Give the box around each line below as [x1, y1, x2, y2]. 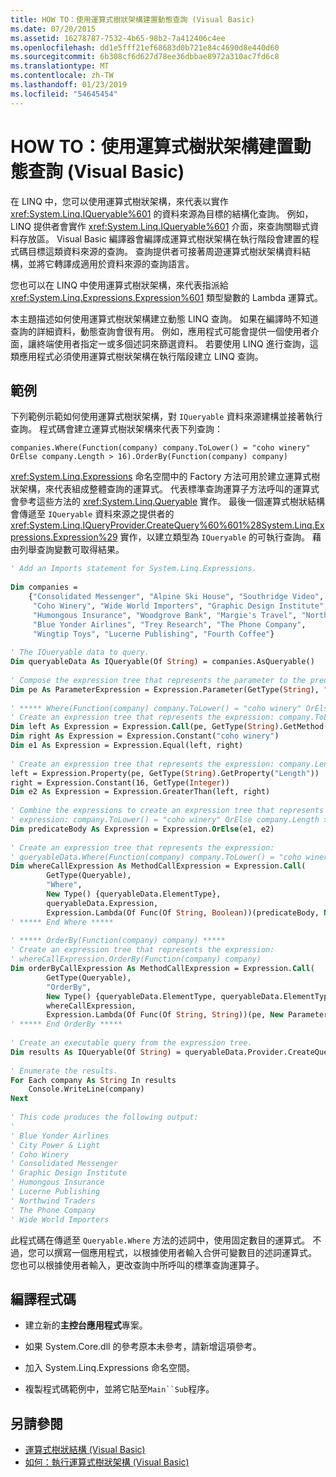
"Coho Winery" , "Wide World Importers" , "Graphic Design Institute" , [32, 601, 329, 611]
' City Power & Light [10, 1140, 101, 1150]
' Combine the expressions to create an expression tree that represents [10, 806, 325, 816]
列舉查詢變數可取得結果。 [18, 544, 125, 556]
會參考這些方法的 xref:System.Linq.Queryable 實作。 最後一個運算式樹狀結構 [10, 496, 326, 508]
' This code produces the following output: [10, 1112, 199, 1122]
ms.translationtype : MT [10, 61, 110, 71]
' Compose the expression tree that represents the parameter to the [10, 675, 307, 685]
